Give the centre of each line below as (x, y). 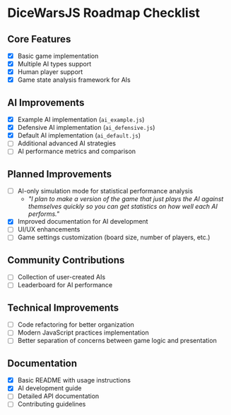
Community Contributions (66, 260)
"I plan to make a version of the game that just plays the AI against (126, 199)
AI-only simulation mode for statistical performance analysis (105, 191)
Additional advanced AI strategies (67, 143)
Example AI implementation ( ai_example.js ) (81, 120)
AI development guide (49, 388)
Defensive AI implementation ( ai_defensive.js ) (86, 128)
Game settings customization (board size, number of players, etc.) (114, 237)
